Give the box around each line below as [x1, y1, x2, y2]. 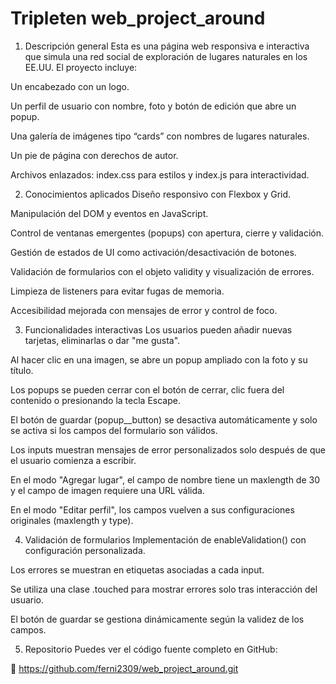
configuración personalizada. [24, 544, 146, 556]
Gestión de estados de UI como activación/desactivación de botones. [10, 246, 297, 258]
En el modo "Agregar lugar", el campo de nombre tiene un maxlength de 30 [10, 473, 321, 486]
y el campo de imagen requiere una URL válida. [10, 484, 205, 496]
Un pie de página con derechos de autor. [10, 149, 179, 161]
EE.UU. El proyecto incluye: [24, 61, 138, 73]
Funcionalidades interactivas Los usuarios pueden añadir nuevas [24, 323, 293, 336]
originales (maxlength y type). [10, 514, 134, 526]
